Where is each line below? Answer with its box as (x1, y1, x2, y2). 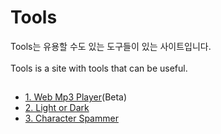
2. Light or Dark (24, 102, 90, 114)
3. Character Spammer (24, 112, 119, 125)
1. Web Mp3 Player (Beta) (24, 91, 128, 103)
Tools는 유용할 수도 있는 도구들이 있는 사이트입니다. (10, 40, 212, 52)
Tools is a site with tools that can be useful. (10, 62, 188, 74)
